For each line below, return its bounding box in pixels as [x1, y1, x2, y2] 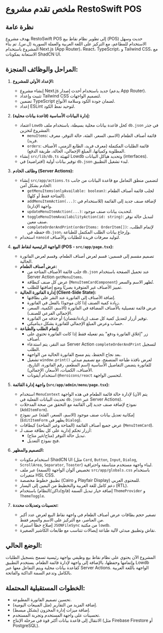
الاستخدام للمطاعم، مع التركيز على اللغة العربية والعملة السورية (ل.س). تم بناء [5, 41, 147, 47]
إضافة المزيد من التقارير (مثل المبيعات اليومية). [12, 602, 98, 608]
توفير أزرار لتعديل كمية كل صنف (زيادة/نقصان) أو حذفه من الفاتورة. [27, 315, 148, 321]
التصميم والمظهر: [12, 447, 44, 453]
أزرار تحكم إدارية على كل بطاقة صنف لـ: [19, 427, 92, 433]
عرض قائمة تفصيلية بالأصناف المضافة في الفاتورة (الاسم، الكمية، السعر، [27, 305, 157, 310]
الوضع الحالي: [5, 541, 43, 550]
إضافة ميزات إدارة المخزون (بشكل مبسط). [12, 607, 90, 613]
